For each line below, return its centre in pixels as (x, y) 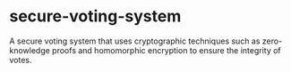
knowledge (30, 50)
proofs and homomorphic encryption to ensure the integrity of (167, 50)
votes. (21, 60)
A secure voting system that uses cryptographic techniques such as (135, 41)
